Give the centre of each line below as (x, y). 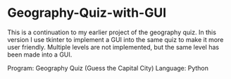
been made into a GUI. (40, 55)
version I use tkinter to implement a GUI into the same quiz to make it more (115, 39)
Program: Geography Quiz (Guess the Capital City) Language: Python (108, 68)
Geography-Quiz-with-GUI (87, 13)
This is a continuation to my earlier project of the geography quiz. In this (112, 32)
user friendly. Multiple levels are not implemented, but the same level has (113, 47)
